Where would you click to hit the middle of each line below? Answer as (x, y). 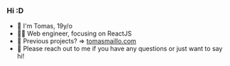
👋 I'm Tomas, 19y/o (44, 26)
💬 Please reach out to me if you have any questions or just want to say (120, 49)
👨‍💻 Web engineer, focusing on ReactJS (74, 33)
